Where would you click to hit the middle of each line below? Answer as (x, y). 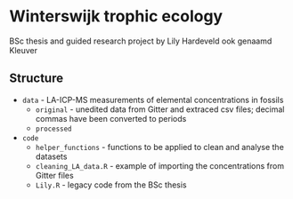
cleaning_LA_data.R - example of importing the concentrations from (160, 165)
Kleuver (24, 50)
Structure (37, 79)
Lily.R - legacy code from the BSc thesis (111, 185)
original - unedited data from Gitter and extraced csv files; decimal (160, 109)
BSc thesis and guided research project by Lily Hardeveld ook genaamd (141, 41)
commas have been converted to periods (111, 118)
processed (54, 129)
